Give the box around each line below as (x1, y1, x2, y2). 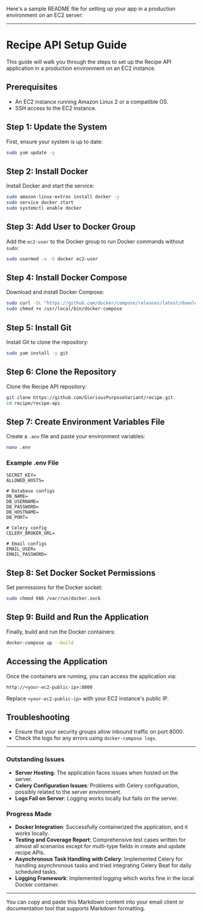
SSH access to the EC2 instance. (14, 104, 97, 112)
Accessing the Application (6, 656, 108, 667)
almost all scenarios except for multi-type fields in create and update (14, 842, 186, 849)
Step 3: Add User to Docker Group (6, 222, 136, 232)
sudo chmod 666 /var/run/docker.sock (6, 596, 101, 602)
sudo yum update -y (6, 149, 55, 156)
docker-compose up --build (6, 640, 74, 646)
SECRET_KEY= (6, 473, 36, 479)
